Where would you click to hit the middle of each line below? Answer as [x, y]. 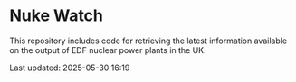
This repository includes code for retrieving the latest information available [148, 41]
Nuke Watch [57, 16]
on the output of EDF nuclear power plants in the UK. [108, 50]
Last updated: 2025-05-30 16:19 [70, 68]
